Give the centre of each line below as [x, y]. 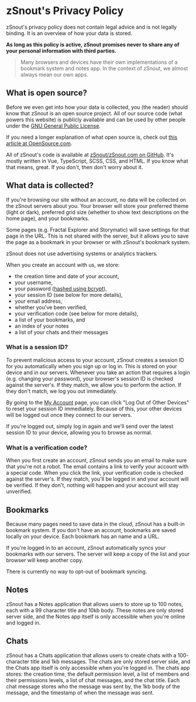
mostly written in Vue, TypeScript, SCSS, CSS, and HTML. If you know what [97, 161]
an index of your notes [42, 326]
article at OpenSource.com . [39, 143]
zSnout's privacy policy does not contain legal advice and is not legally [92, 27]
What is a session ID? [37, 347]
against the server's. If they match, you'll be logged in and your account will [97, 479]
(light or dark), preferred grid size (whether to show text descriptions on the [97, 212]
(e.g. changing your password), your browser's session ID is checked [90, 378]
